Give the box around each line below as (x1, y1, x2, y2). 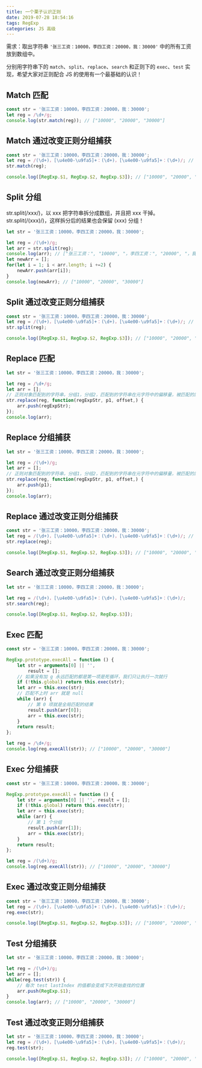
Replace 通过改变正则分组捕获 (6, 511, 118, 522)
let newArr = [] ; (6, 256, 50, 262)
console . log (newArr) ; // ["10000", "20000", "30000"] (6, 279, 144, 285)
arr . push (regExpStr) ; (17, 403, 71, 409)
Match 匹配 (6, 90, 49, 100)
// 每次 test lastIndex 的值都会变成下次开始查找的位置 (17, 982, 144, 989)
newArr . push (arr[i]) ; (17, 268, 71, 274)
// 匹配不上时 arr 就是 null (17, 690, 84, 697)
